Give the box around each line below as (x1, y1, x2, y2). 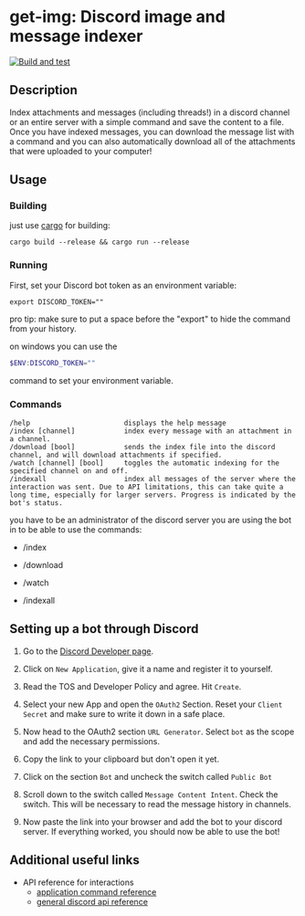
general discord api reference (36, 896, 149, 907)
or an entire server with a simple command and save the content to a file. (9, 116, 285, 127)
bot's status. (9, 498, 64, 508)
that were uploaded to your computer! (9, 145, 152, 156)
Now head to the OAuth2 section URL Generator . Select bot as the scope (22, 726, 295, 737)
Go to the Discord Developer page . (22, 646, 153, 657)
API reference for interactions (22, 877, 134, 888)
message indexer (9, 26, 143, 47)
